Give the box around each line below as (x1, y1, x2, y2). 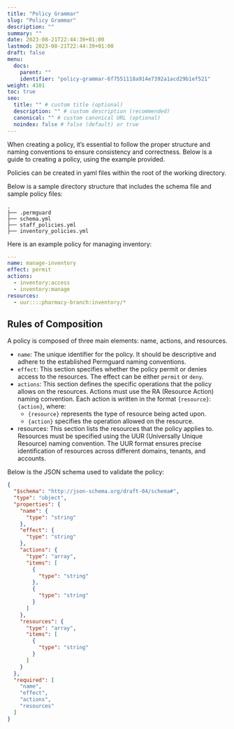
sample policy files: (7, 190, 63, 198)
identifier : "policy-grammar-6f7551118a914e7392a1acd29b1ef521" (20, 75, 211, 83)
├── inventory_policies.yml (7, 227, 89, 234)
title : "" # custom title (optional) (13, 101, 124, 108)
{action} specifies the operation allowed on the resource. (27, 417, 194, 425)
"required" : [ (13, 677, 54, 684)
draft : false (7, 50, 45, 57)
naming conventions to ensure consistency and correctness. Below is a (7, 148, 212, 156)
